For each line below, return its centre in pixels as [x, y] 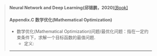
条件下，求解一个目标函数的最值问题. [58, 37]
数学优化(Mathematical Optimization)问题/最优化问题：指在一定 [80, 32]
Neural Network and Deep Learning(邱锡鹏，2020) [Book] [68, 8]
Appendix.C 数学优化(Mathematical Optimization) [61, 19]
